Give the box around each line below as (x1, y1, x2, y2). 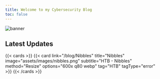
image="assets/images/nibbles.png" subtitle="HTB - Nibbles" (5, 58, 132, 64)
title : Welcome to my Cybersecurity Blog (5, 7, 92, 12)
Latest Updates (5, 39, 54, 48)
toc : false (5, 12, 28, 17)
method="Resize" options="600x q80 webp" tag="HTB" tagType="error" (5, 63, 156, 69)
